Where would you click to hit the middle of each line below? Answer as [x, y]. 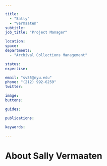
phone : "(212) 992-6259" [31, 82]
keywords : [15, 127]
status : [13, 64]
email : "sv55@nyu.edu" [28, 78]
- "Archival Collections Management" [49, 55]
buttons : [14, 100]
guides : [13, 109]
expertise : [16, 69]
